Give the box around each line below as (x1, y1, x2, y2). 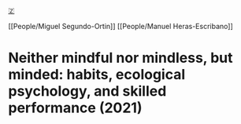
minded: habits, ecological (8, 66, 186, 84)
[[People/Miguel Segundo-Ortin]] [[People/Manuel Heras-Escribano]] (8, 22, 234, 31)
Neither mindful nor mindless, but (8, 49, 234, 67)
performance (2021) (8, 99, 143, 117)
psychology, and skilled (8, 82, 167, 100)
